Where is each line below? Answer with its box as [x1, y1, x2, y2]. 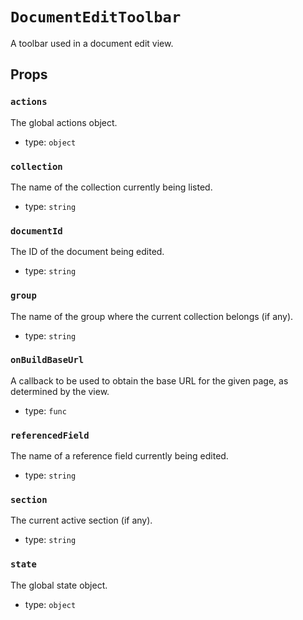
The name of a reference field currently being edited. [10, 450, 229, 462]
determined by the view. [10, 385, 110, 397]
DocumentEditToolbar [10, 8, 182, 27]
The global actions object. [10, 116, 118, 128]
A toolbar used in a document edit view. [10, 37, 174, 49]
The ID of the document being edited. [10, 246, 165, 258]
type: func [24, 404, 67, 417]
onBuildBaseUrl [10, 354, 85, 366]
